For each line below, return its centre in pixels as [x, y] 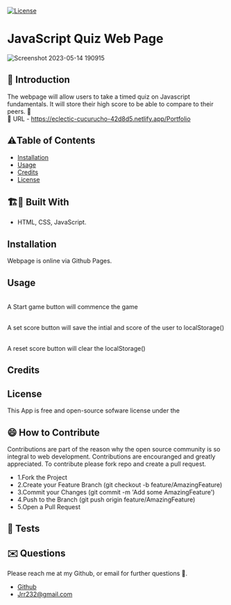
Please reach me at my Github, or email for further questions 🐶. [97, 574]
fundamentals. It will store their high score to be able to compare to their [110, 103]
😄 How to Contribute [54, 432]
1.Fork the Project [42, 478]
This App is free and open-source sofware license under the [94, 411]
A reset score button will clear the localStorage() [76, 348]
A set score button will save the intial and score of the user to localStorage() [116, 328]
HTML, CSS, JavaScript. [52, 222]
